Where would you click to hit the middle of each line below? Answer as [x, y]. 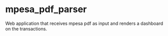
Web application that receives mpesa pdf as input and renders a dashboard [84, 23]
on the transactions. [26, 28]
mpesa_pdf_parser [46, 9]
